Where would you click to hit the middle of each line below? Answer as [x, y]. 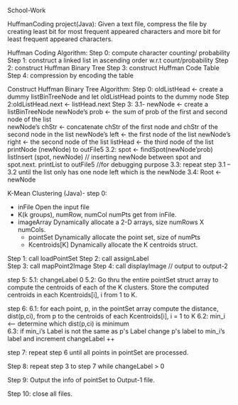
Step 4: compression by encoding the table [70, 75]
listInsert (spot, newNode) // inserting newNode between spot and [104, 157]
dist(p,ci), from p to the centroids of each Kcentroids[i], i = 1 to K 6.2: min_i [117, 316]
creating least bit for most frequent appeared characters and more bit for [114, 32]
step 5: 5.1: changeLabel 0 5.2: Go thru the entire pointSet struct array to [113, 280]
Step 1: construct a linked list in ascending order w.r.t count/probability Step [118, 60]
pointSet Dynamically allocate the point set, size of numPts [114, 237]
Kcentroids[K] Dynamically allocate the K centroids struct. [113, 245]
